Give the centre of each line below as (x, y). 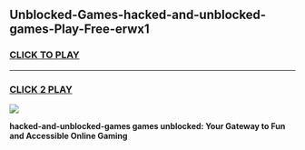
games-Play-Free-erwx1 (79, 30)
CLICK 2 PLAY (41, 89)
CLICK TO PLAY (44, 55)
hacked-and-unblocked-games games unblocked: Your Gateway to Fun (148, 125)
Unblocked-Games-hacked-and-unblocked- (138, 15)
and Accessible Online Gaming (69, 135)
